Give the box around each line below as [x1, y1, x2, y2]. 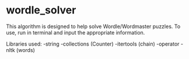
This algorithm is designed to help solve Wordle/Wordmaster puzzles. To [6, 23, 181, 30]
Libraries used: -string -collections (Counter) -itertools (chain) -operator [6, 40, 180, 47]
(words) [16, 46, 35, 53]
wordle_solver [6, 4, 76, 17]
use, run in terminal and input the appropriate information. [6, 29, 145, 36]
